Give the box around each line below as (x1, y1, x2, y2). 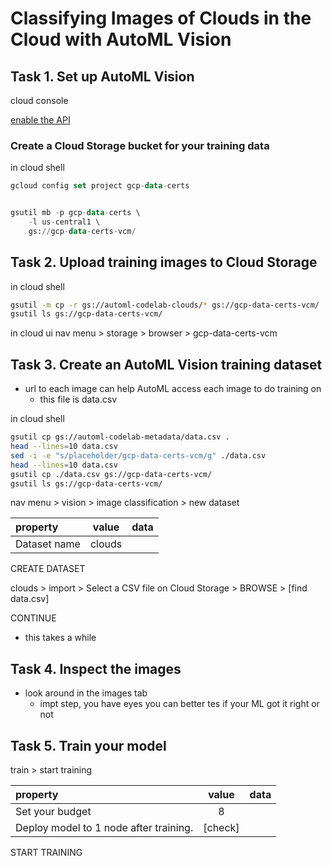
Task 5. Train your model (10, 737, 167, 754)
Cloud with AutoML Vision (10, 28, 232, 51)
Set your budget (15, 805, 92, 819)
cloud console (10, 95, 69, 106)
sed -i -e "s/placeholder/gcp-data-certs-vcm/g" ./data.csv (10, 450, 267, 461)
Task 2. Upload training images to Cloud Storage (10, 254, 318, 271)
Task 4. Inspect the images (10, 660, 182, 677)
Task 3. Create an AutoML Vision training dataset (10, 356, 323, 373)
